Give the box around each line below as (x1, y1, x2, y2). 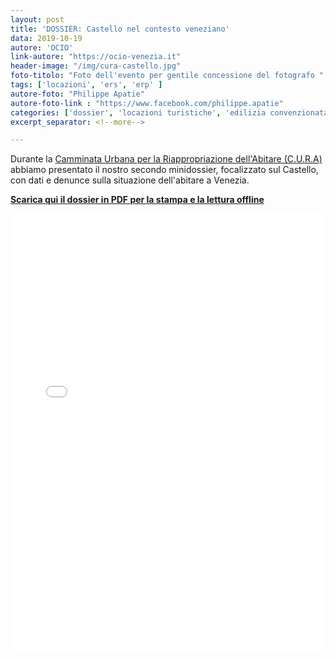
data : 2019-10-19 (10, 33, 83, 43)
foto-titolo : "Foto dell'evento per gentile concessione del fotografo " (10, 71, 325, 81)
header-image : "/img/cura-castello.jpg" (10, 61, 182, 71)
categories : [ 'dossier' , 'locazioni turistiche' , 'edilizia (10, 107, 267, 118)
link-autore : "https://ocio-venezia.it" (10, 52, 182, 62)
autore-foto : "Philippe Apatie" (10, 89, 145, 99)
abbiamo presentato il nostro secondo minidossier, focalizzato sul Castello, (10, 164, 319, 176)
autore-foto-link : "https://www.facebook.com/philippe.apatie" (10, 98, 284, 108)
